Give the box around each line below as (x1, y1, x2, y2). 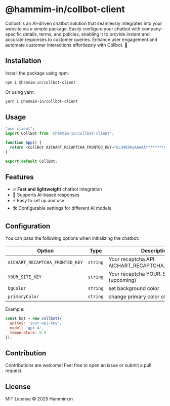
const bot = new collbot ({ (5, 316, 62, 321)
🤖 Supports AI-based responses (12, 192, 80, 198)
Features (5, 172, 34, 181)
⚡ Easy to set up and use (12, 198, 65, 204)
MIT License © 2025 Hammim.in (5, 396, 73, 402)
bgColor (8, 285, 26, 291)
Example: (5, 306, 25, 312)
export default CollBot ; (5, 159, 58, 164)
